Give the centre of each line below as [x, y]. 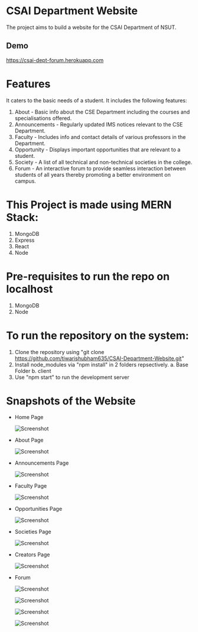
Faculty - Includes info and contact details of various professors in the [100, 137]
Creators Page [32, 555]
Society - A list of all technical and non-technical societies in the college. [103, 162]
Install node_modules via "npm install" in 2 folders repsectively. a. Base [101, 364]
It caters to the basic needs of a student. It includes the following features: [97, 100]
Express [25, 240]
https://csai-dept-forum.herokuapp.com [55, 60]
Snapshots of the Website [71, 401]
